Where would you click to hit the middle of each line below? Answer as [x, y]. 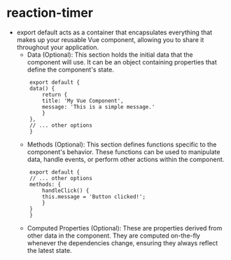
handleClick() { [66, 191]
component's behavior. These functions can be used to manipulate [124, 151]
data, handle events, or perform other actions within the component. [126, 159]
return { [55, 95]
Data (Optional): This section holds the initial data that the [110, 55]
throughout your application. [58, 47]
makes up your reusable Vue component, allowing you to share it [110, 39]
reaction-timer [50, 13]
